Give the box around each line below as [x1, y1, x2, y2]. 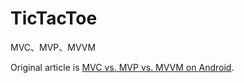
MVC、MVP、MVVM [10, 41, 97, 53]
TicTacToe [10, 7, 98, 30]
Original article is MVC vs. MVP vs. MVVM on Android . [10, 61, 235, 73]
